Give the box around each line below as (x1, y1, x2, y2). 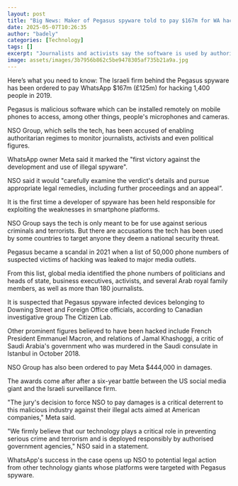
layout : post (7, 10, 46, 18)
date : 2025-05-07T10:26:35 (7, 23, 87, 31)
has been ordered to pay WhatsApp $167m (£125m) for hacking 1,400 (7, 83, 210, 92)
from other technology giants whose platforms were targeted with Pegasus (7, 463, 227, 472)
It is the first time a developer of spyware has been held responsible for (7, 197, 216, 206)
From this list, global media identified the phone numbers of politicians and (7, 269, 225, 277)
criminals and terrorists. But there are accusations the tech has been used (7, 226, 223, 235)
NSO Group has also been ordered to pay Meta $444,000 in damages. (7, 363, 212, 371)
